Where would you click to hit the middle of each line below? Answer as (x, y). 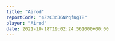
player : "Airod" (26, 23)
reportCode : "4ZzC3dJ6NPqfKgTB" (47, 17)
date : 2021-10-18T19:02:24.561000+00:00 (58, 29)
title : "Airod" (25, 12)
